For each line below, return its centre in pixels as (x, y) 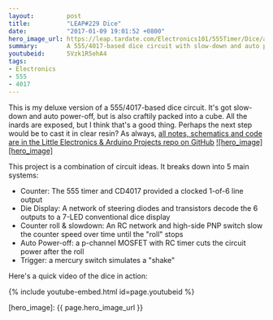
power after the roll (52, 251)
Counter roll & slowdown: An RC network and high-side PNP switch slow (141, 226)
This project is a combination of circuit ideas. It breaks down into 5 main (129, 166)
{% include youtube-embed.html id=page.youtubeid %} (102, 292)
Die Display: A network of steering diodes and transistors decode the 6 (139, 208)
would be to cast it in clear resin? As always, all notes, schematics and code (135, 133)
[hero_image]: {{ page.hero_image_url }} (76, 307)
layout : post (45, 16)
